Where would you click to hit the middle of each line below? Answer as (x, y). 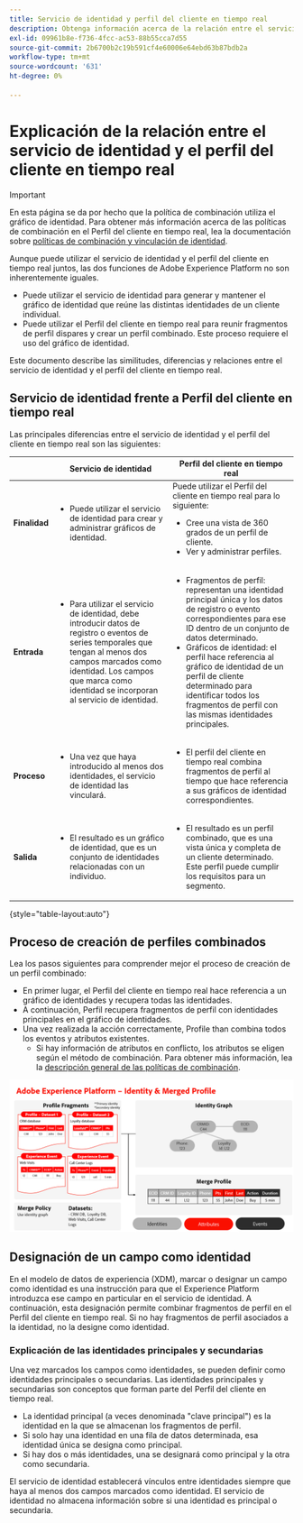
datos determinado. (222, 638)
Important (28, 195)
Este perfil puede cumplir (233, 867)
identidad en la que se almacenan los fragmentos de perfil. (132, 1426)
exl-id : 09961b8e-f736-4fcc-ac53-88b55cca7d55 (98, 38)
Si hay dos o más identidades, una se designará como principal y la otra (156, 1454)
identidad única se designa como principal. (102, 1445)
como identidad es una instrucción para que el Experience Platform (134, 1289)
